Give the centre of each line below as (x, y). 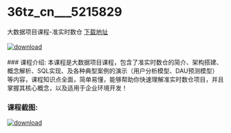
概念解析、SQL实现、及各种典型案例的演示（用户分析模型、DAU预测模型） (113, 71)
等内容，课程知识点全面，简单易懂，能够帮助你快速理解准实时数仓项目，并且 (115, 79)
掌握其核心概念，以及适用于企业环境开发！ (67, 88)
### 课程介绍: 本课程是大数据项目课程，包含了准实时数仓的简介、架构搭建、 (115, 62)
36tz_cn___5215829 (65, 12)
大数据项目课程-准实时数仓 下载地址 (58, 32)
